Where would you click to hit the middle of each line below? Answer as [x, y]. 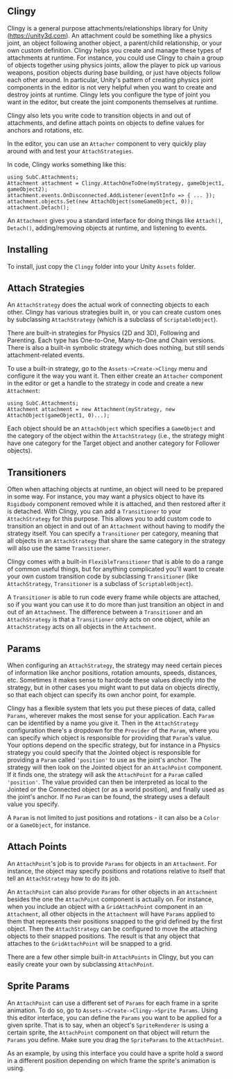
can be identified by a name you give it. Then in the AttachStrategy [103, 723]
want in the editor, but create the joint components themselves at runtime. [113, 102]
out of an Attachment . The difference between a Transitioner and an [105, 612]
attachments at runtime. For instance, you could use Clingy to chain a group [115, 58]
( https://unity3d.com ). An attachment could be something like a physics [110, 35]
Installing [28, 250]
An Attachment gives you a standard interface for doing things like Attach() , [115, 220]
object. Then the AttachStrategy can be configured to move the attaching [112, 928]
